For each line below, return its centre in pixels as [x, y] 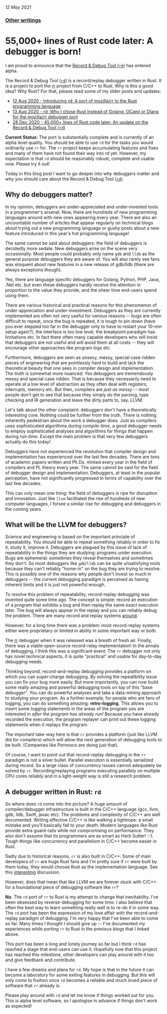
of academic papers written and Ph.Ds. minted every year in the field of [79, 462]
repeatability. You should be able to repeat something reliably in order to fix [83, 542]
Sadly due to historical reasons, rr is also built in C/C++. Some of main [78, 856]
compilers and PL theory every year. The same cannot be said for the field [82, 467]
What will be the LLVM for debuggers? [66, 525]
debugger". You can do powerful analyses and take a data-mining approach [83, 693]
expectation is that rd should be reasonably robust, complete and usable [80, 158]
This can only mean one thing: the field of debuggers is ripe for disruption [81, 493]
